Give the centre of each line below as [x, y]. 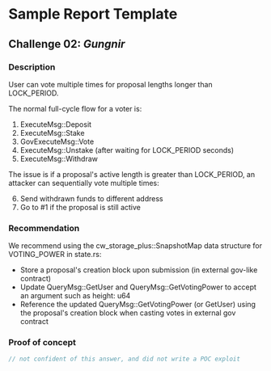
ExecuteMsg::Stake [52, 133]
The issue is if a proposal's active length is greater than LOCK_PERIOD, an [132, 174]
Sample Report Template [93, 14]
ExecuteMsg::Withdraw [59, 158]
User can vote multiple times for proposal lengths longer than [110, 84]
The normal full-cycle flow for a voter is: [75, 108]
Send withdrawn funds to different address [91, 198]
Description [32, 67]
